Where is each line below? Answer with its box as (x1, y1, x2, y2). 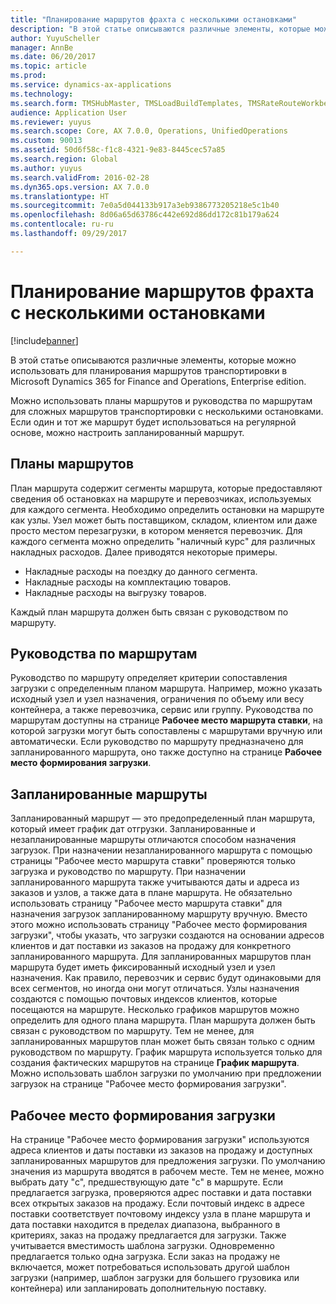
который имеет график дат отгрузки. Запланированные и (10, 823, 256, 835)
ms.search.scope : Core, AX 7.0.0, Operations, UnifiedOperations (10, 126, 288, 136)
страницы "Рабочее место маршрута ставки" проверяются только (10, 855, 296, 867)
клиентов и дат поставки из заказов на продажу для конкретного (10, 940, 292, 952)
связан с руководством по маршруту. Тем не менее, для (10, 1025, 255, 1037)
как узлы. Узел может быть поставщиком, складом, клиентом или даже (10, 514, 318, 526)
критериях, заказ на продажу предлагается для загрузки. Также (10, 1229, 287, 1241)
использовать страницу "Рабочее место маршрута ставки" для (10, 897, 283, 910)
